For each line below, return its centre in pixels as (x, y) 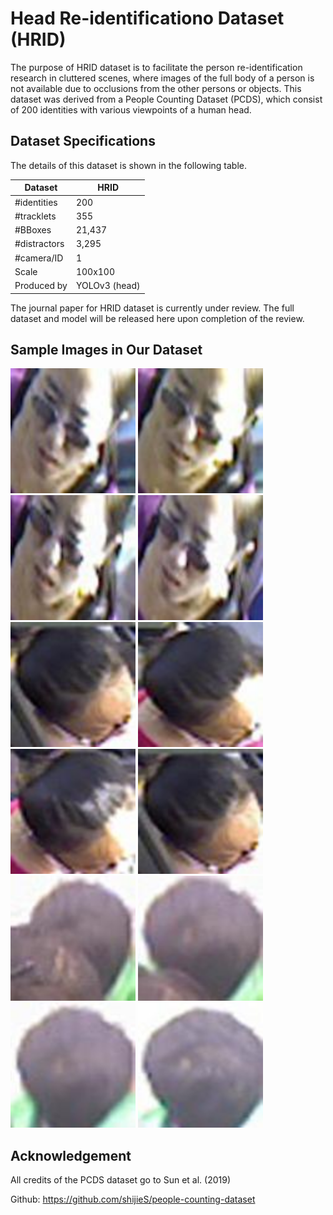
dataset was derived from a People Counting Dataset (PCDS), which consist (166, 99)
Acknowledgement (71, 1155)
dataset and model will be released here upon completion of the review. (157, 318)
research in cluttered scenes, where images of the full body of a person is (162, 78)
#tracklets (35, 216)
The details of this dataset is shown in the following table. (129, 165)
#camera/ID (39, 258)
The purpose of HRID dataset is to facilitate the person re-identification (156, 67)
